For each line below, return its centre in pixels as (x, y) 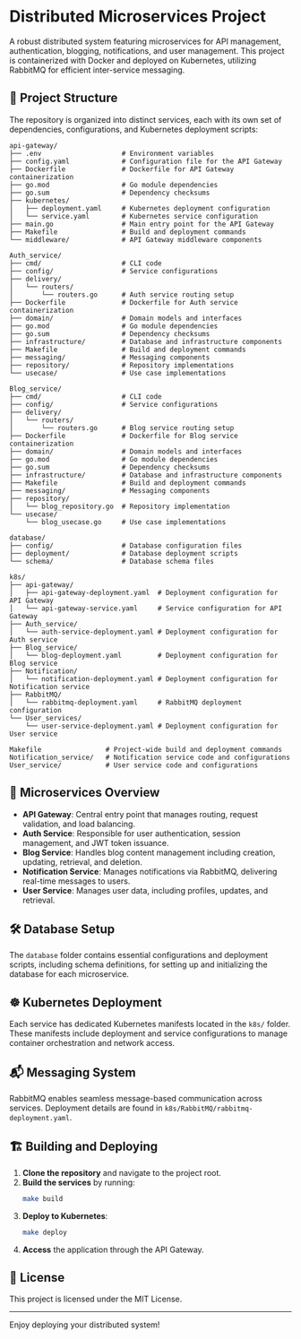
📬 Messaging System (73, 1072)
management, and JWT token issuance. (95, 842)
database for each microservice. (69, 974)
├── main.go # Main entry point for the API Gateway (142, 224)
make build (43, 1198)
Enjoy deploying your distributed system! (85, 1325)
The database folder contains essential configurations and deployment (139, 955)
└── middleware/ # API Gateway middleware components (136, 239)
